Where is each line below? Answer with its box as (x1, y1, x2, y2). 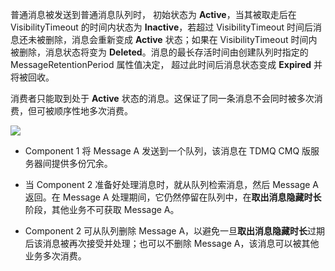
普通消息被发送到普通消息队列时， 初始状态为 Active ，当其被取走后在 (10, 9, 297, 20)
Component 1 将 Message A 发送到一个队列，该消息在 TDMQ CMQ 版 (24, 145, 312, 157)
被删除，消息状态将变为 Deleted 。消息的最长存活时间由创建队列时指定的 (10, 46, 309, 58)
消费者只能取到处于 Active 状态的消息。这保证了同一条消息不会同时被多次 (10, 93, 315, 104)
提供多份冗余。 (51, 158, 113, 169)
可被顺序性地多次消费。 (36, 105, 133, 117)
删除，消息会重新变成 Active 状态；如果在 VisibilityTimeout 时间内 (44, 34, 318, 45)
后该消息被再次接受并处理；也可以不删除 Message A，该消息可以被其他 (24, 238, 320, 249)
